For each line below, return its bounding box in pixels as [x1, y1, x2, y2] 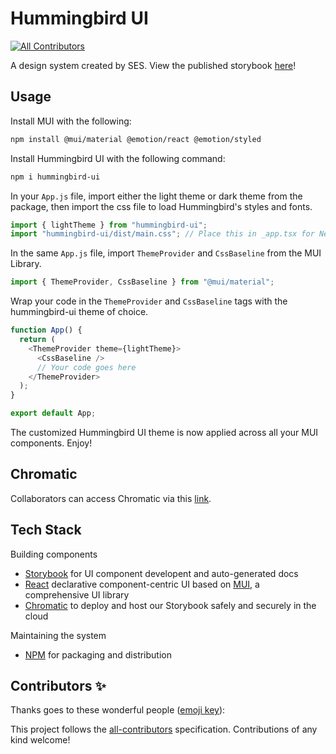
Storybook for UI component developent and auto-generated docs [24, 567, 299, 579]
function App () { [10, 325, 83, 336]
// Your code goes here [36, 362, 137, 372]
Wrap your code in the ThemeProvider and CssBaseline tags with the [10, 295, 288, 307]
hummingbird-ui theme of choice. [10, 306, 149, 318]
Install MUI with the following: [10, 115, 132, 127]
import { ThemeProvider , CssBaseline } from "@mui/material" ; [10, 277, 275, 287]
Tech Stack [10, 522, 82, 539]
